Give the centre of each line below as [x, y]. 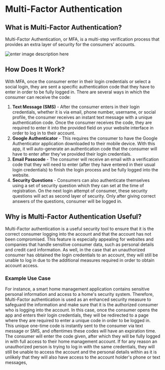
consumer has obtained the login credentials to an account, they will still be [82, 255]
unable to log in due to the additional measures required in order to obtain [80, 260]
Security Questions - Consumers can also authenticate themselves [81, 180]
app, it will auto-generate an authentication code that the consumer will [85, 149]
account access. [22, 265]
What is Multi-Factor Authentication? [64, 27]
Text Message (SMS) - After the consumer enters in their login [76, 107]
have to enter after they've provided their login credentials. [72, 154]
